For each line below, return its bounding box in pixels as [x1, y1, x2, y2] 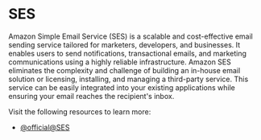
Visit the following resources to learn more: [8, 106, 151, 117]
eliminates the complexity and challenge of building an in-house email [8, 65, 241, 75]
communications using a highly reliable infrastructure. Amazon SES [8, 57, 231, 67]
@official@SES [19, 122, 70, 132]
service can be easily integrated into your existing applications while [8, 82, 235, 93]
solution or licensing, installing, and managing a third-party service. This [8, 74, 249, 84]
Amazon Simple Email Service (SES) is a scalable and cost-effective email [8, 31, 254, 41]
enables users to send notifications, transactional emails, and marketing [8, 48, 247, 58]
